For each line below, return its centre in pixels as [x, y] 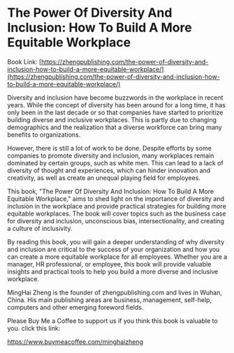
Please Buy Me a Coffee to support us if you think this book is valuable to [112, 321]
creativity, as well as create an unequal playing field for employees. [104, 178]
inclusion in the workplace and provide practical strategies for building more [117, 206]
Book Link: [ [24, 61]
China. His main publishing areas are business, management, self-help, [109, 300]
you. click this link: [34, 328]
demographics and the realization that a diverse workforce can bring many [115, 127]
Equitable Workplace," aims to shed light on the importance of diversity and [116, 198]
